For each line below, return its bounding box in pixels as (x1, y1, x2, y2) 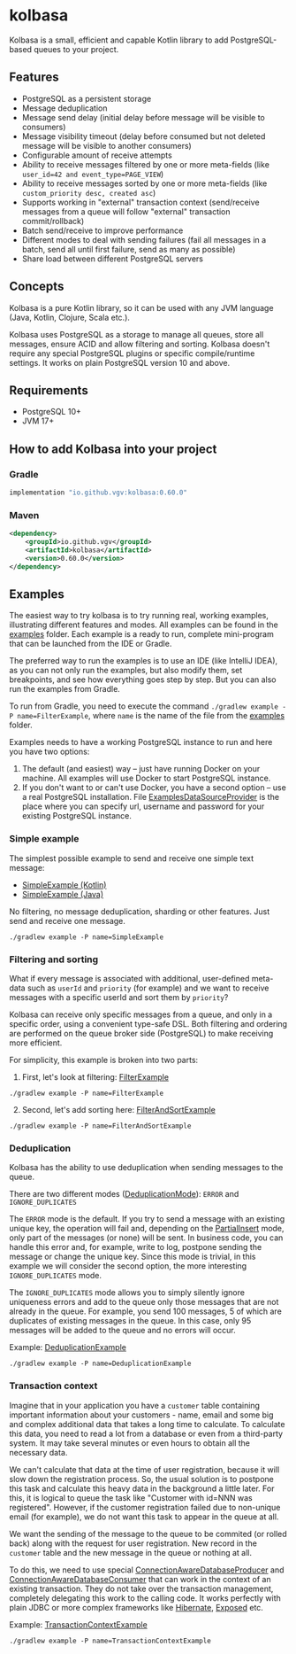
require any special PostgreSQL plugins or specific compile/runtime (9, 347, 255, 359)
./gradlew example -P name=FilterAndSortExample (9, 1122, 192, 1130)
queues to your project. (34, 43, 119, 54)
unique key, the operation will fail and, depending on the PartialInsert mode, (9, 1223, 285, 1234)
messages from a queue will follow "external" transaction (21, 206, 231, 217)
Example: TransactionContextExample (9, 1619, 148, 1630)
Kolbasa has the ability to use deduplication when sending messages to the (9, 1162, 284, 1173)
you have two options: (9, 746, 90, 757)
